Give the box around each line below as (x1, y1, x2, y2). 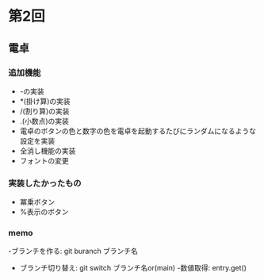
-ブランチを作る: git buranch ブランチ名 (8, 247, 139, 256)
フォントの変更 (19, 155, 69, 165)
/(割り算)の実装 (19, 106, 70, 116)
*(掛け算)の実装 (19, 96, 71, 105)
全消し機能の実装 (19, 146, 76, 155)
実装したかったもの (8, 178, 82, 189)
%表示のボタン (19, 207, 69, 217)
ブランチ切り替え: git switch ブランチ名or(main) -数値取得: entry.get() (19, 263, 247, 273)
